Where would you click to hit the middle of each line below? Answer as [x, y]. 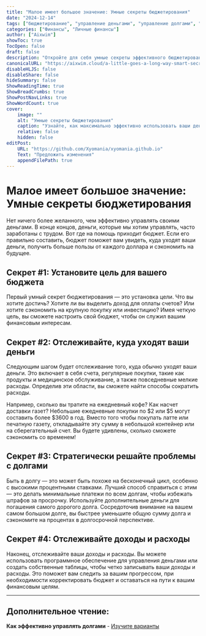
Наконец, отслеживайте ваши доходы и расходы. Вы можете [86, 554]
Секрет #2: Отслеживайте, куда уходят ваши [98, 342]
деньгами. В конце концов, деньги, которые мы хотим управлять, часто [101, 227]
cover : [15, 109]
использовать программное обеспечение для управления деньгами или [102, 560]
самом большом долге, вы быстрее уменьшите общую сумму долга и [99, 513]
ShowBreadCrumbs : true [35, 92]
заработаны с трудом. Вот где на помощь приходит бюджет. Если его [98, 234]
